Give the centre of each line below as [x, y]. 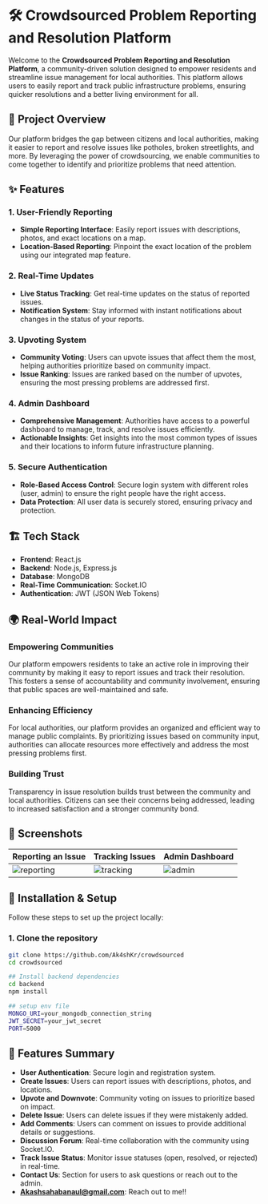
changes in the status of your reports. [82, 319]
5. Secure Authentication [58, 467]
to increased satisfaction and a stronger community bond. [104, 808]
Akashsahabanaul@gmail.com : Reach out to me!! [103, 1192]
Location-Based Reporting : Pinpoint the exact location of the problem [136, 247]
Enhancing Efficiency [51, 711]
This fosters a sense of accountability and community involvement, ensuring [134, 681]
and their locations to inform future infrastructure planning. [117, 446]
